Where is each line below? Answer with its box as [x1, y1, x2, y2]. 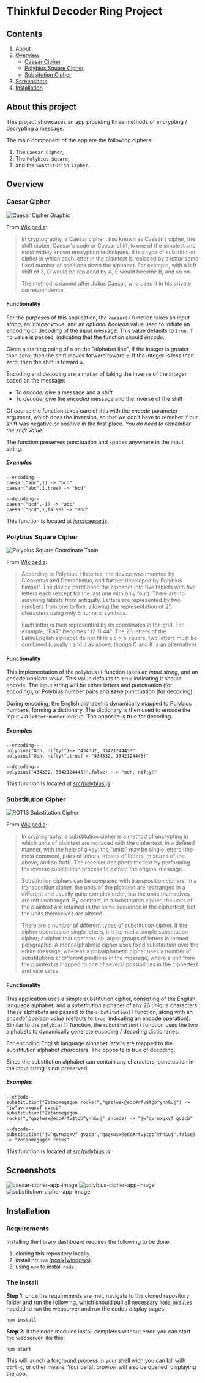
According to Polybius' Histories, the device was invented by [21, 570, 175, 577]
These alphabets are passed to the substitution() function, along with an [6, 1008, 193, 1015]
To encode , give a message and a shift [15, 388, 113, 396]
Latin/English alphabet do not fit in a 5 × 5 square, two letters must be [21, 634, 198, 641]
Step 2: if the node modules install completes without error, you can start [6, 1328, 191, 1335]
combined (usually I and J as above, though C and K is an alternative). [21, 641, 198, 648]
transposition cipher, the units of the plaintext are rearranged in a [21, 884, 185, 891]
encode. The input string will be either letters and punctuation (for [6, 682, 173, 689]
